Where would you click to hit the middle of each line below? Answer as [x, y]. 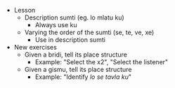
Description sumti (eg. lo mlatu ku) [74, 17]
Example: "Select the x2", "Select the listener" [102, 62]
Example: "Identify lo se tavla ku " [83, 77]
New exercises [35, 47]
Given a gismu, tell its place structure [78, 69]
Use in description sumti [70, 40]
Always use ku [56, 25]
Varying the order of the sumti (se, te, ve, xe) [89, 32]
